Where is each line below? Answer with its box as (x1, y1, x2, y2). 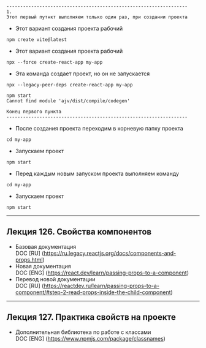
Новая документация (15, 262, 72, 270)
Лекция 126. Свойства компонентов (6, 227, 152, 237)
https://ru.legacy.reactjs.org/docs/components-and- (44, 249, 177, 257)
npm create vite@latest (6, 37, 67, 43)
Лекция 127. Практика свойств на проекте (6, 312, 176, 322)
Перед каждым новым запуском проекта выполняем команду (15, 170, 180, 177)
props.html (15, 255, 43, 263)
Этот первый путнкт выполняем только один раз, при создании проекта (6, 14, 188, 20)
